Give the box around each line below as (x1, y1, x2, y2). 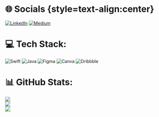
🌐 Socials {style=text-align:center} (5, 3, 155, 15)
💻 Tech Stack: (5, 39, 67, 50)
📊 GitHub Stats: (5, 77, 73, 88)
